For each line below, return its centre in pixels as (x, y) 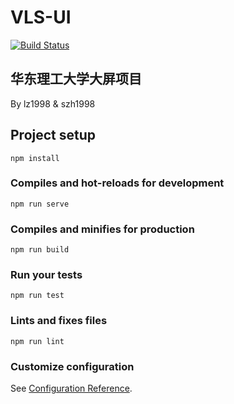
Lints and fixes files (59, 321)
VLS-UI (41, 17)
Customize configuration (72, 366)
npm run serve (40, 204)
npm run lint (37, 341)
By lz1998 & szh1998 (53, 103)
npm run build (40, 250)
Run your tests (46, 275)
